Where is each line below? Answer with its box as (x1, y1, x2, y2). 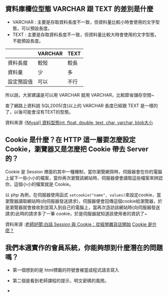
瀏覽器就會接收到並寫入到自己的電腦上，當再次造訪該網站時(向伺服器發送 (9, 204, 160, 210)
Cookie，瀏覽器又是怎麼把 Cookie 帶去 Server (5, 145, 148, 154)
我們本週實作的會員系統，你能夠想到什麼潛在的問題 (5, 243, 163, 252)
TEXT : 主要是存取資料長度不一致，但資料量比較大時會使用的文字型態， (12, 32, 159, 38)
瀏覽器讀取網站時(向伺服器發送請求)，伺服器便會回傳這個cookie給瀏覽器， (5, 198, 158, 204)
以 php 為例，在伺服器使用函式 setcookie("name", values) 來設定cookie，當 (5, 192, 161, 198)
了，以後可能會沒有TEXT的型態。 (5, 109, 73, 115)
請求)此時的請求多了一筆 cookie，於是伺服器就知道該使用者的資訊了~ (5, 210, 147, 216)
